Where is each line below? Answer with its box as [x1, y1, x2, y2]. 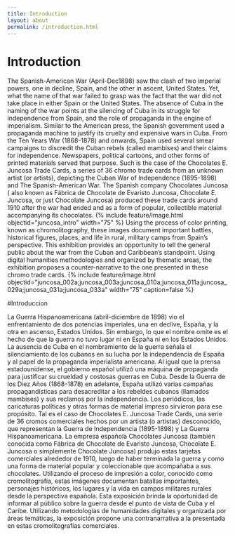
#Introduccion [7, 299, 48, 307]
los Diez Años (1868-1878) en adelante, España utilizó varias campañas [7, 380, 214, 388]
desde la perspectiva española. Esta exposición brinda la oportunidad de [7, 492, 218, 500]
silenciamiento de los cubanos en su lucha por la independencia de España [7, 350, 225, 359]
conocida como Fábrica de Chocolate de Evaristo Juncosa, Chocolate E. [7, 439, 217, 448]
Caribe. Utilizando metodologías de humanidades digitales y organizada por [7, 507, 227, 515]
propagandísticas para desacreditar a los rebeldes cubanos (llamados [7, 387, 209, 396]
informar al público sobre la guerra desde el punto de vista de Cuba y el [7, 499, 215, 508]
